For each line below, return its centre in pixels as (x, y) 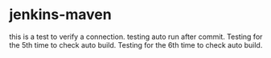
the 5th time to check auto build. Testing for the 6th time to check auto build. (136, 44)
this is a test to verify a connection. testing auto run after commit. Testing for (136, 37)
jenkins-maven (60, 15)
